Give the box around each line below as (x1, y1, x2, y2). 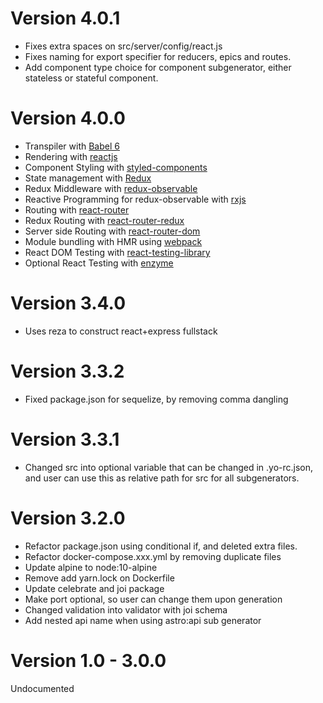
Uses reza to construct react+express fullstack (24, 325, 218, 337)
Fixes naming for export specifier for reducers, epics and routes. (24, 50, 292, 62)
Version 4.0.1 (10, 7, 121, 30)
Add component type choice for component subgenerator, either (24, 61, 292, 73)
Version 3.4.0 (10, 292, 127, 315)
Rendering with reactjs (24, 150, 118, 162)
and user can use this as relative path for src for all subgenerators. (24, 472, 300, 484)
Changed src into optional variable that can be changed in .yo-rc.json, (24, 461, 314, 473)
